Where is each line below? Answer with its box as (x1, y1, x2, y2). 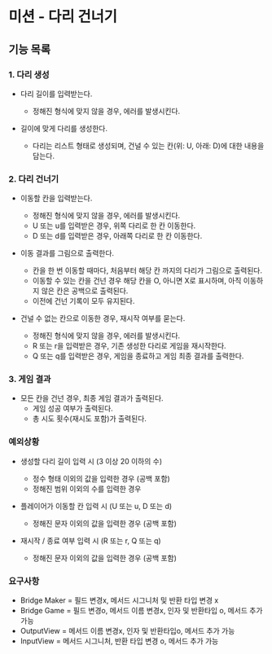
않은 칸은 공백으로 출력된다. (41, 286, 129, 296)
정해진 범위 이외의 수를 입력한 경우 (32, 484, 142, 494)
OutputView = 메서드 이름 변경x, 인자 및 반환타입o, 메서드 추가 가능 (20, 626, 235, 636)
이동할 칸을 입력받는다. (20, 193, 93, 204)
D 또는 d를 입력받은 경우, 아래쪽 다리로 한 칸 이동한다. (32, 231, 203, 241)
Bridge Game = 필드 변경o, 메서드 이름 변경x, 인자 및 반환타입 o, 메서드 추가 (20, 606, 263, 616)
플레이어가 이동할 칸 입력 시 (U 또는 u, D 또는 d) (20, 501, 173, 511)
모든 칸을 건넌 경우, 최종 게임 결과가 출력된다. (20, 393, 165, 403)
